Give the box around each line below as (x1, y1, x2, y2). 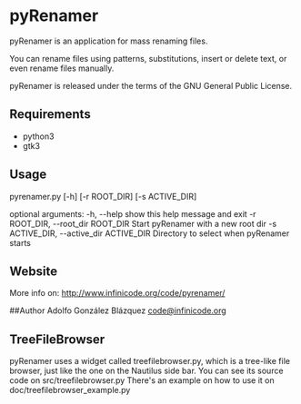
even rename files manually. (9, 63, 115, 74)
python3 (22, 131, 55, 142)
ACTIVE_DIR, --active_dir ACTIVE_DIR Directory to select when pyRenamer (9, 228, 290, 239)
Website (9, 263, 57, 279)
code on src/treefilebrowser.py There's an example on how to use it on (9, 375, 275, 386)
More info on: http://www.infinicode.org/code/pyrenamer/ (9, 288, 226, 299)
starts (9, 237, 32, 248)
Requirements (9, 106, 91, 123)
